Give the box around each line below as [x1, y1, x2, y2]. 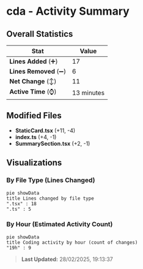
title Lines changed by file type [6, 195, 95, 202]
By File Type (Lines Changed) [6, 176, 95, 184]
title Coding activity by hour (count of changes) [6, 239, 138, 246]
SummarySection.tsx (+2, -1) [15, 140, 90, 147]
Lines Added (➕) [9, 57, 58, 66]
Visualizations [6, 157, 62, 168]
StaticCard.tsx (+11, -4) [15, 127, 76, 134]
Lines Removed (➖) [9, 67, 66, 75]
